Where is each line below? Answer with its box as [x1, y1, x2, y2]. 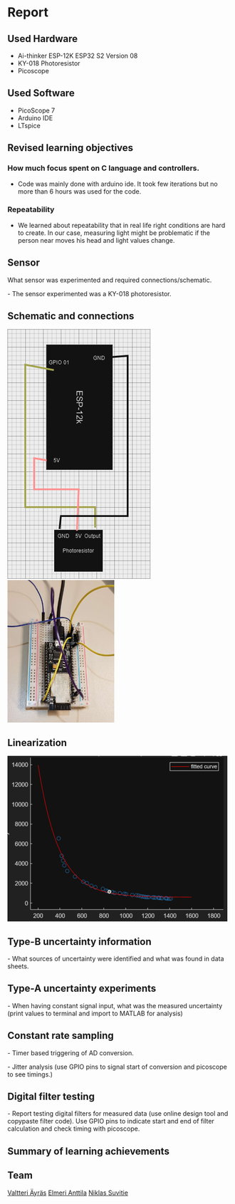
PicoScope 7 [17, 106, 56, 115]
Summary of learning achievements [7, 1145, 169, 1157]
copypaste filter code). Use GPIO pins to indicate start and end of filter [7, 1117, 215, 1126]
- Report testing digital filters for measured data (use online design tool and [7, 1109, 229, 1118]
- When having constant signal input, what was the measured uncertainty [7, 1001, 223, 1010]
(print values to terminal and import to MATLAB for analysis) [7, 1009, 183, 1017]
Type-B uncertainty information [7, 936, 152, 948]
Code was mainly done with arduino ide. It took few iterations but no [17, 179, 219, 188]
